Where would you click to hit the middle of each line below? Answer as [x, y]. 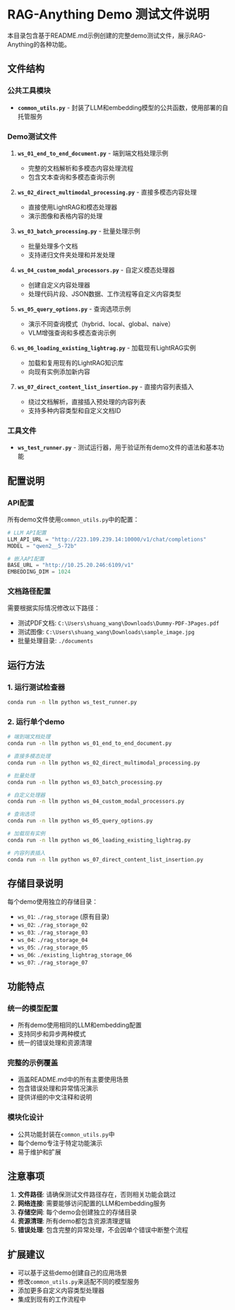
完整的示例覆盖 [33, 1062]
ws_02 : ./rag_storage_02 [53, 925]
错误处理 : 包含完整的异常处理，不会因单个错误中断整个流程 [103, 1230]
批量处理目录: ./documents [55, 640]
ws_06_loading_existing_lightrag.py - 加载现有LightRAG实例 [107, 347]
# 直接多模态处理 [29, 757]
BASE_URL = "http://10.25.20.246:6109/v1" [71, 565]
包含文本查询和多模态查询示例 [71, 177]
